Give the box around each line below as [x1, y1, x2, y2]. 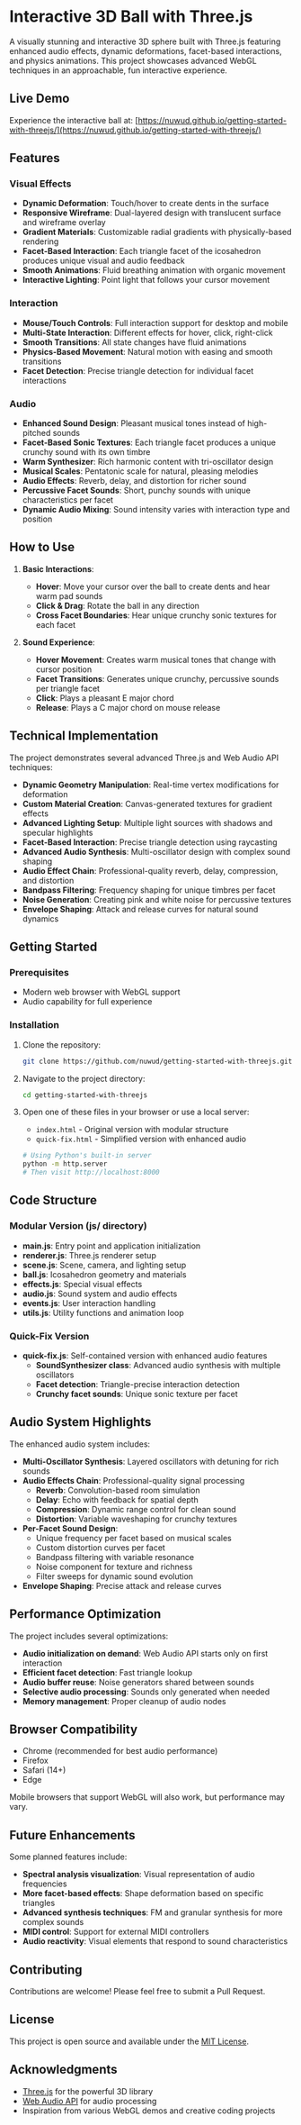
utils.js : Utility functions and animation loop [22, 1307, 184, 1318]
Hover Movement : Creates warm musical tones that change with [35, 654, 277, 665]
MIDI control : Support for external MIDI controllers [22, 1926, 209, 1938]
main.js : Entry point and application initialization [22, 1240, 201, 1251]
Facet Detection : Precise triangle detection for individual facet [22, 365, 254, 376]
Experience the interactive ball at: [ [9, 114, 138, 125]
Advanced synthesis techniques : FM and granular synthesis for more [22, 1907, 283, 1918]
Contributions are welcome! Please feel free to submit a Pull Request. [9, 1986, 266, 1997]
